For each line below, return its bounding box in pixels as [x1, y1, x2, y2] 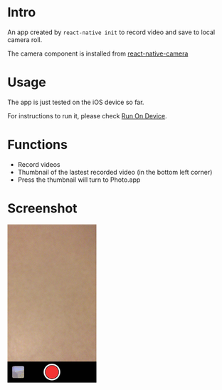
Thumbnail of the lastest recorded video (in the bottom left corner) [17, 168, 213, 176]
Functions [7, 137, 68, 153]
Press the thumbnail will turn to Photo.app [17, 175, 141, 184]
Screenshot [7, 200, 78, 216]
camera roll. [7, 35, 43, 43]
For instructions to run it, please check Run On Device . [7, 111, 167, 120]
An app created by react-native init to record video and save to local [7, 28, 216, 36]
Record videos [17, 160, 60, 168]
